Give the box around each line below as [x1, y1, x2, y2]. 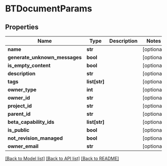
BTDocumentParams [5, 3, 92, 14]
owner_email [7, 143, 39, 150]
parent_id [7, 110, 31, 117]
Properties [5, 23, 39, 31]
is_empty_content [7, 62, 51, 69]
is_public [7, 127, 30, 133]
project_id [7, 102, 32, 109]
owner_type [7, 86, 37, 93]
